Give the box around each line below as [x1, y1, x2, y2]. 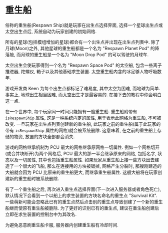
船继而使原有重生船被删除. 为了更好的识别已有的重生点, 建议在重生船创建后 [5, 205, 159, 211]
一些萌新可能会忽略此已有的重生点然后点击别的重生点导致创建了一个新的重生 [5, 198, 163, 204]
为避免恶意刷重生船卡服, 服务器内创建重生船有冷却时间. [5, 221, 119, 228]
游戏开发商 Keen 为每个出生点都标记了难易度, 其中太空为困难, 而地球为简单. [5, 85, 160, 91]
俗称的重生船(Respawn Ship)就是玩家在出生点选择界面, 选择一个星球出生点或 [5, 22, 163, 28]
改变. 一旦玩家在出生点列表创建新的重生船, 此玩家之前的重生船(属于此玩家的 [5, 121, 161, 127]
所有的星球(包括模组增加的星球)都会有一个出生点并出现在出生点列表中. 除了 [5, 39, 160, 45]
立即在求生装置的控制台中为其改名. [5, 211, 77, 217]
